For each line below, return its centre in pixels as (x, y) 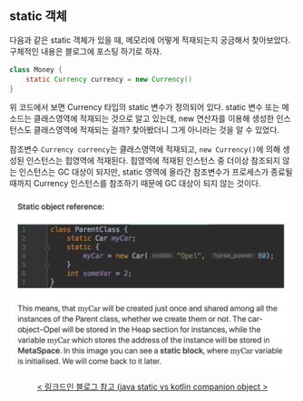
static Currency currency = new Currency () (109, 79)
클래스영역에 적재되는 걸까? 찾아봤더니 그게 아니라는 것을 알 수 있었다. (156, 130)
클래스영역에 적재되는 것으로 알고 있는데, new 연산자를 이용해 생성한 (154, 119)
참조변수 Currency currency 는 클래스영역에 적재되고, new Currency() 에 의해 (145, 149)
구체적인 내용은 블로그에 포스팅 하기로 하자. (86, 51)
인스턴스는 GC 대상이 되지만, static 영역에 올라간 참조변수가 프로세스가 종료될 (156, 172)
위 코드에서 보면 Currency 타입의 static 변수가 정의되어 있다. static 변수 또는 (145, 107)
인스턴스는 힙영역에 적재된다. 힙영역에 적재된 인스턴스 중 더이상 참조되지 (153, 161)
